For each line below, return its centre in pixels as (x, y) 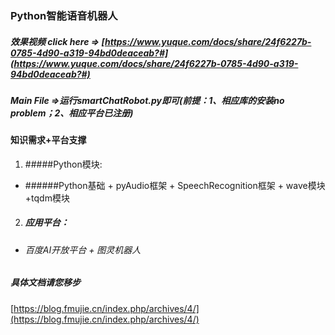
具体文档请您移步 (45, 283)
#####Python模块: (63, 164)
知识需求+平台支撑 (48, 140)
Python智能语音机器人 (64, 15)
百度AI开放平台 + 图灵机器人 (83, 249)
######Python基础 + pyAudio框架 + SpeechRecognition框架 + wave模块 (175, 185)
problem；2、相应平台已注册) (72, 113)
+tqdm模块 (47, 198)
